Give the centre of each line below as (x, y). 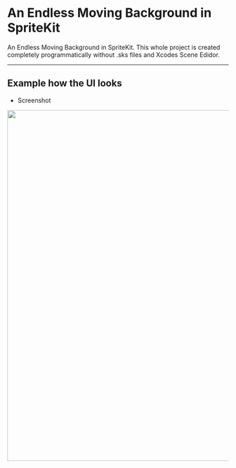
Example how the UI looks (65, 83)
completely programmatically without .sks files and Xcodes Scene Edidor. (113, 55)
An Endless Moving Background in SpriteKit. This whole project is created (114, 47)
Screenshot (34, 100)
